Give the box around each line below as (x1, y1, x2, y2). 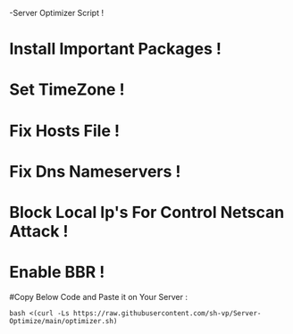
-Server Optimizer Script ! (9, 8, 105, 18)
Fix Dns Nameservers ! (9, 161, 181, 181)
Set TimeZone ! (9, 79, 125, 100)
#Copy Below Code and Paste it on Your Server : (9, 291, 188, 302)
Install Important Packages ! (9, 39, 222, 59)
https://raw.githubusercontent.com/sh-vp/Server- (72, 308, 262, 318)
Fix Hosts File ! (9, 121, 121, 141)
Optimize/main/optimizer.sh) (9, 316, 118, 325)
